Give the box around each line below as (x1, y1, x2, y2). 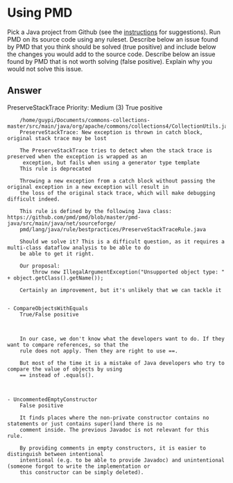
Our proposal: (19, 262, 60, 269)
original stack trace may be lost (7, 135, 107, 142)
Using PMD (7, 5, 73, 21)
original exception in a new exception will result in (7, 183, 169, 190)
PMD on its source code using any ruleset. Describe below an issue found (7, 35, 218, 43)
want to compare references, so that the (7, 341, 129, 348)
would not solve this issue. (7, 65, 83, 73)
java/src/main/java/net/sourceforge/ (7, 220, 116, 227)
